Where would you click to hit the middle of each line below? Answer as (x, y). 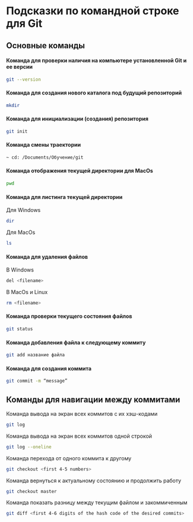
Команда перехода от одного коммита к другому (69, 458)
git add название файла (36, 355)
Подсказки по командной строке (93, 11)
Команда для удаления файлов (47, 257)
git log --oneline (29, 447)
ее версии (19, 67)
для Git (24, 23)
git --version (24, 79)
